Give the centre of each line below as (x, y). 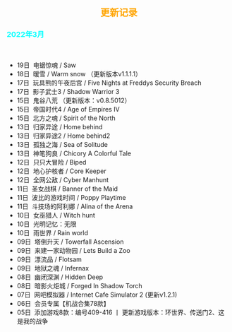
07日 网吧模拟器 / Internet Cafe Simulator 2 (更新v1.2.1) (97, 295)
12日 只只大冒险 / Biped (51, 162)
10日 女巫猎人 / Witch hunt (56, 215)
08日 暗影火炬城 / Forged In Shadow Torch (79, 285)
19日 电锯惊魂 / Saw (47, 65)
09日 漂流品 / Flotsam (49, 259)
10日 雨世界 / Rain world (53, 232)
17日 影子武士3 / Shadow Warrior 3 (68, 91)
